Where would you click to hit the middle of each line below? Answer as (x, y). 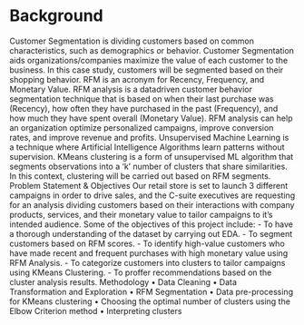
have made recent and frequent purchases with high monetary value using (149, 253)
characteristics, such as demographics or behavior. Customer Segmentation (152, 50)
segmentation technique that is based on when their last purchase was (142, 98)
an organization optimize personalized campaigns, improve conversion (142, 127)
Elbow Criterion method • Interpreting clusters (96, 310)
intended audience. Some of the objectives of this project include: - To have (151, 224)
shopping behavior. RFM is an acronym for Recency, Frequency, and (137, 79)
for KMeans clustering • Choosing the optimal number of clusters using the (150, 301)
